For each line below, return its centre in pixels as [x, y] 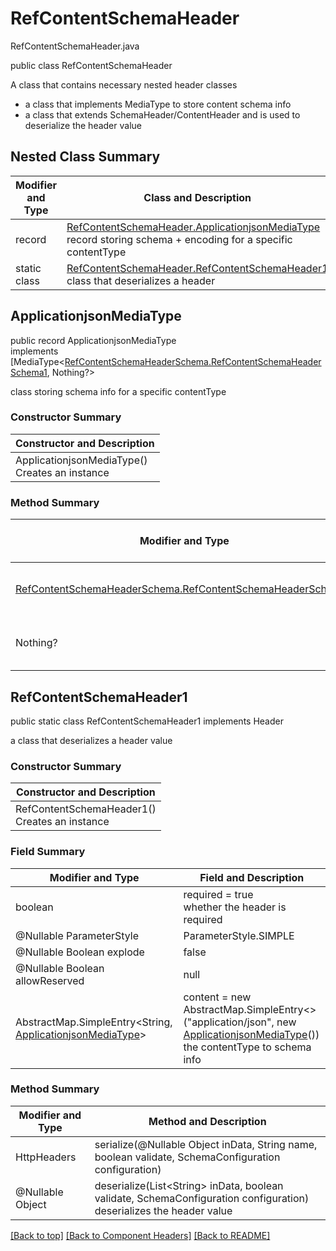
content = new [217, 997]
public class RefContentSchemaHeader [91, 65]
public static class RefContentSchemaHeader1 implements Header [147, 721]
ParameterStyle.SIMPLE [239, 935]
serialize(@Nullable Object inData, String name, [206, 1144]
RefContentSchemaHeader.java [75, 46]
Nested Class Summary [85, 157]
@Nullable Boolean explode [80, 952]
